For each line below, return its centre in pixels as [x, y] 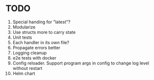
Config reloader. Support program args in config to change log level [81, 63]
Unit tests [22, 37]
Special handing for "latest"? [41, 22]
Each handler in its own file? [41, 42]
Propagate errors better [36, 48]
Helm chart [24, 73]
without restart [27, 68]
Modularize [24, 27]
